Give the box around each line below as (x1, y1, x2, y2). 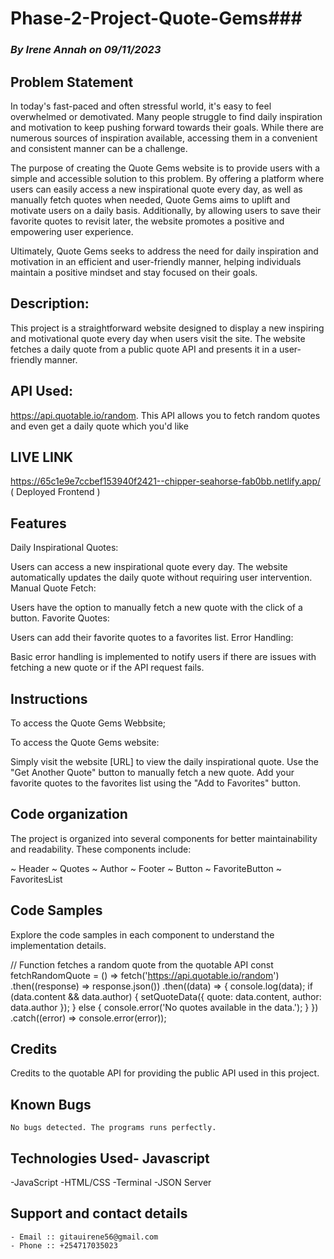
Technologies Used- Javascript (10, 1150, 210, 1167)
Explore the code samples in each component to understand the (10, 928, 275, 941)
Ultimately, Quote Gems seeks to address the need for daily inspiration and (10, 245, 319, 257)
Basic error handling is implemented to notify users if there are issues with (10, 651, 317, 663)
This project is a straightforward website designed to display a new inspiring (10, 322, 325, 334)
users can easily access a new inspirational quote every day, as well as (10, 183, 303, 195)
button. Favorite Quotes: (10, 612, 110, 624)
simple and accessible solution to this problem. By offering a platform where (10, 172, 325, 184)
